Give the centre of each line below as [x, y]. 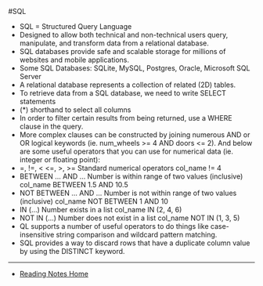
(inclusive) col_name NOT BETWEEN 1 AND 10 [94, 201]
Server [30, 76]
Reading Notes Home [54, 274]
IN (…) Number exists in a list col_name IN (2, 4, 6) [101, 210]
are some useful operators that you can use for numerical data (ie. [126, 151]
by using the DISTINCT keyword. [72, 251]
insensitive [37, 235]
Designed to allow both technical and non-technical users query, [124, 35]
